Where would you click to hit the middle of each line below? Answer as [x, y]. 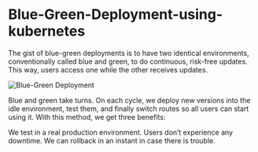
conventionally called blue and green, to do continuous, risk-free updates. [128, 61]
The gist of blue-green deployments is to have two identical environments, [129, 53]
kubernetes [47, 31]
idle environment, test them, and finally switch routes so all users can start [129, 109]
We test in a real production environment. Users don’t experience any [121, 132]
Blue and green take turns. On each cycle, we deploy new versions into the [129, 100]
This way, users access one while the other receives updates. [108, 69]
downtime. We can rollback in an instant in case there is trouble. [112, 140]
